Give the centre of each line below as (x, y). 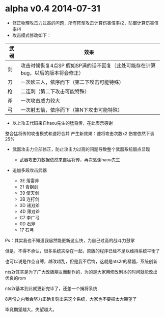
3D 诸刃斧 (30, 205)
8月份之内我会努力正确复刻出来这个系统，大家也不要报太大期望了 (71, 299)
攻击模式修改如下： (32, 35)
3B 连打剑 (29, 199)
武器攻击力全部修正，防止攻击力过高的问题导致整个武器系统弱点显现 (81, 149)
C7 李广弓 (29, 217)
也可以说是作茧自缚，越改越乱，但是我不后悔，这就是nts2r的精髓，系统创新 (81, 261)
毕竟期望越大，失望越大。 (31, 309)
